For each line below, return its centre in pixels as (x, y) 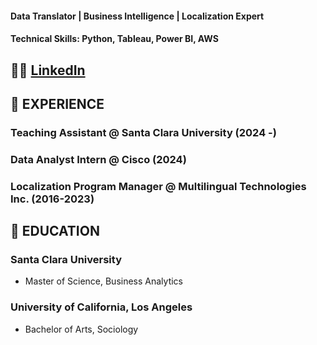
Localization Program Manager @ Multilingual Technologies (158, 186)
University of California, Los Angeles (101, 307)
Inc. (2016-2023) (52, 199)
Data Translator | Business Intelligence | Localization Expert (137, 16)
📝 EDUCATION (55, 231)
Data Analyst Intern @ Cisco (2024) (98, 159)
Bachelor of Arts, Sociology (81, 329)
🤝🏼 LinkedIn (48, 70)
